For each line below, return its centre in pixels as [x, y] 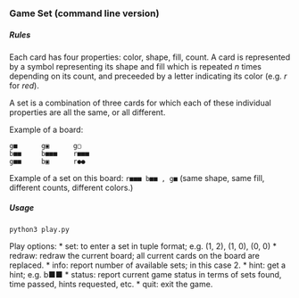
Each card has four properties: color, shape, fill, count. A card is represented [150, 57]
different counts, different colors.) [71, 187]
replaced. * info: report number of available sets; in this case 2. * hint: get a [148, 265]
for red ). [25, 85]
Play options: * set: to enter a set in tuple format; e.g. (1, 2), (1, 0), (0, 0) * [143, 246]
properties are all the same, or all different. [87, 112]
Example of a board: [46, 129]
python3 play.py [39, 229]
